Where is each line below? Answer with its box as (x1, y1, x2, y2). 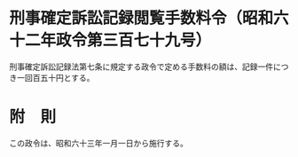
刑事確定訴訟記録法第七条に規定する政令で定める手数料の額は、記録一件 (9, 61, 273, 72)
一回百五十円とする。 (16, 72, 95, 82)
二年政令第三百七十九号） (25, 30, 212, 51)
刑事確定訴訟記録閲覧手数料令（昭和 (9, 8, 274, 28)
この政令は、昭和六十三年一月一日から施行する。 (9, 137, 188, 148)
